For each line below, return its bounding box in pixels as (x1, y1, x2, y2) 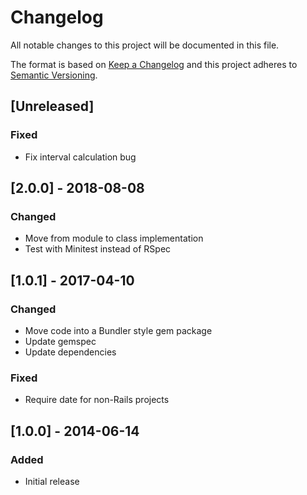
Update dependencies (24, 346, 117, 358)
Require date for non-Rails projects (24, 394, 170, 406)
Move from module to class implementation (24, 232, 204, 245)
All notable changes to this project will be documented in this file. (10, 39, 280, 51)
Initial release (24, 475, 80, 487)
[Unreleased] (10, 98, 95, 115)
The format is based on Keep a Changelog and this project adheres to (10, 58, 298, 70)
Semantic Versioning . (10, 69, 98, 81)
